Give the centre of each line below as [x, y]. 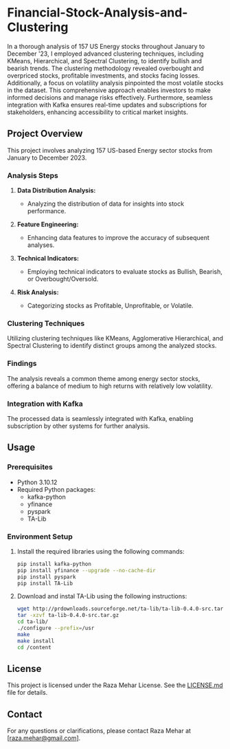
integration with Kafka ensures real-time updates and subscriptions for [107, 105]
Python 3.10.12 [37, 482]
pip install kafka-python [54, 564]
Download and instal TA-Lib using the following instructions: [102, 596]
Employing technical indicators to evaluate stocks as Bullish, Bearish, [125, 272]
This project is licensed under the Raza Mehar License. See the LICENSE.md [115, 685]
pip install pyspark [46, 577]
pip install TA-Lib [45, 583]
